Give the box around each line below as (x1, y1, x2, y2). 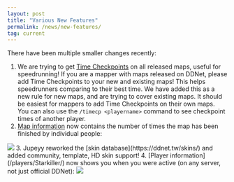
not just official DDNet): (7, 167, 75, 176)
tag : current (7, 29, 45, 37)
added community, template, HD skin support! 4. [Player (7, 151, 169, 160)
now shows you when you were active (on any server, (66, 159, 221, 167)
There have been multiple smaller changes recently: (7, 49, 157, 57)
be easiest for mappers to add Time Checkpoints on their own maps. (17, 99, 215, 108)
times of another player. (17, 115, 86, 123)
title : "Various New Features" (7, 17, 98, 24)
